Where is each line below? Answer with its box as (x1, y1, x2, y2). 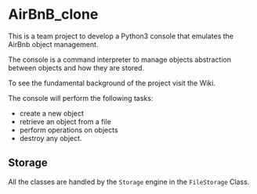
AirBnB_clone (8, 5, 99, 23)
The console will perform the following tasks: (8, 93, 154, 102)
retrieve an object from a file (19, 117, 111, 126)
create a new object (19, 108, 85, 118)
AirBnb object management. (8, 39, 99, 48)
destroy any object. (19, 133, 82, 142)
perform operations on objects (19, 125, 119, 135)
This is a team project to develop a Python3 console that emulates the (8, 31, 233, 41)
